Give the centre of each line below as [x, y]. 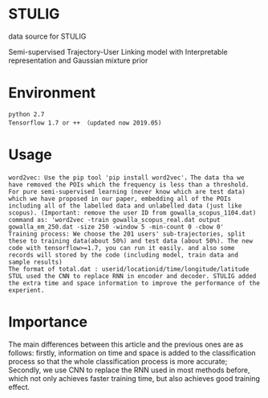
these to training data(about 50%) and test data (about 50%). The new [130, 241]
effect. [19, 387]
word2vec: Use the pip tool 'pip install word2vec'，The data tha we [126, 178]
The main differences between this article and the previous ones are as [126, 344]
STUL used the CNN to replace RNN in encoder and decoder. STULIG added [132, 276]
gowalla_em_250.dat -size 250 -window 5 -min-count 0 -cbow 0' [116, 227]
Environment [52, 93]
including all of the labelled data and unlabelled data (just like [125, 206]
